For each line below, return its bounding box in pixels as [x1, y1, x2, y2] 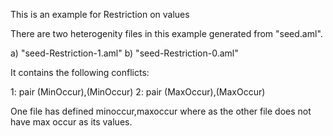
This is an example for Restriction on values [10, 9, 190, 20]
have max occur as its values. [10, 116, 133, 128]
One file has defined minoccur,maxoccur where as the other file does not [10, 105, 312, 117]
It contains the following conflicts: [10, 67, 150, 78]
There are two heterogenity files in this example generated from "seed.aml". [10, 28, 323, 39]
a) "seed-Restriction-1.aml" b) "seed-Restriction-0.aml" [10, 47, 239, 59]
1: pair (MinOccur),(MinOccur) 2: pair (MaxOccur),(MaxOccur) [10, 86, 266, 98]
